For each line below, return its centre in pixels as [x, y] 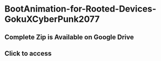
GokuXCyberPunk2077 [52, 19]
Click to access [28, 53]
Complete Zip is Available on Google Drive [69, 37]
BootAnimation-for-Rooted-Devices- [80, 9]
